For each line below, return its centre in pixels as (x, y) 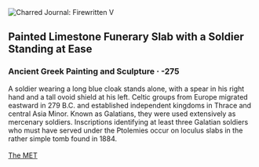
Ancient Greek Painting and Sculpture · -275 (94, 71)
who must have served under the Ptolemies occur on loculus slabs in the (126, 130)
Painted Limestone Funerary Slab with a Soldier (126, 37)
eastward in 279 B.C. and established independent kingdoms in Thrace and (130, 105)
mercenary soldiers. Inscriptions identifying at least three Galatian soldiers (128, 122)
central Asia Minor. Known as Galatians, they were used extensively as (122, 114)
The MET (23, 155)
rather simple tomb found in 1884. (63, 138)
